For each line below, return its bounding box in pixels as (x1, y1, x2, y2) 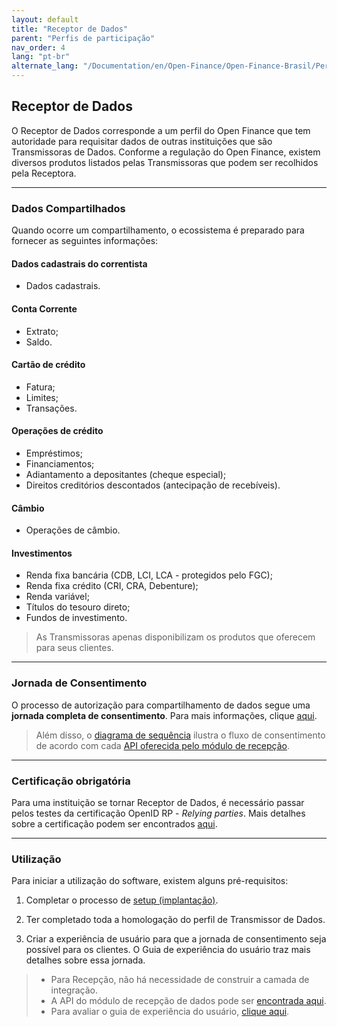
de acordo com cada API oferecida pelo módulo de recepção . (35, 739, 290, 751)
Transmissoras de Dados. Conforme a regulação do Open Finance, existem (11, 146, 321, 158)
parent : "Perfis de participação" (11, 33, 156, 43)
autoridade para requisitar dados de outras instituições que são (11, 135, 273, 147)
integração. (50, 984, 99, 996)
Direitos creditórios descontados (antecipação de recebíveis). (25, 479, 281, 491)
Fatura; (25, 381, 56, 393)
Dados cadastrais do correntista (11, 257, 148, 270)
